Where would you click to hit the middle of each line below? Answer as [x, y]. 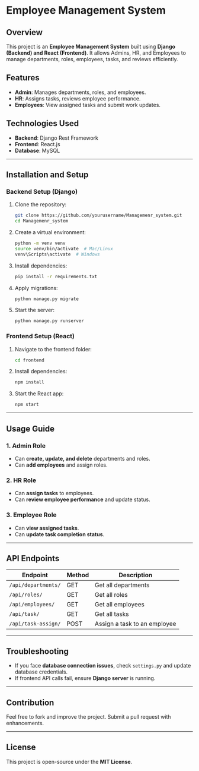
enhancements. [25, 723]
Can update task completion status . [60, 534]
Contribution [30, 702]
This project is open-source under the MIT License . [69, 761]
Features [23, 78]
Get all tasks [112, 614]
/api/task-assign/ [35, 624]
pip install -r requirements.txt [56, 276]
